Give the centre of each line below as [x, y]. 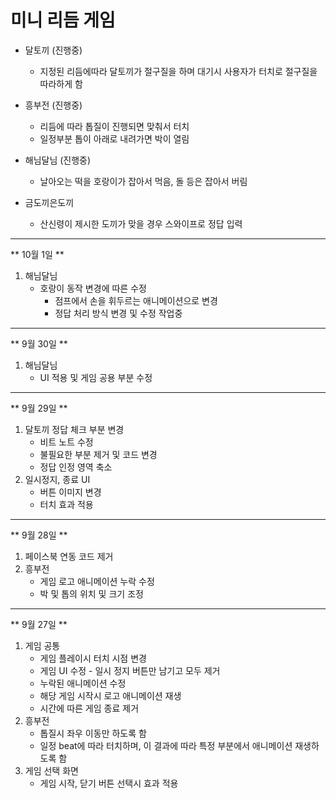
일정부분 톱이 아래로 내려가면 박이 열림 [114, 138]
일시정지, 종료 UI [57, 479]
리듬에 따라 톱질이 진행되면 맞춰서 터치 [114, 126]
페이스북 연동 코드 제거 [69, 556]
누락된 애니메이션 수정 [83, 683]
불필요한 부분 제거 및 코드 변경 [98, 454]
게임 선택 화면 [51, 770]
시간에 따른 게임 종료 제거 [89, 708]
